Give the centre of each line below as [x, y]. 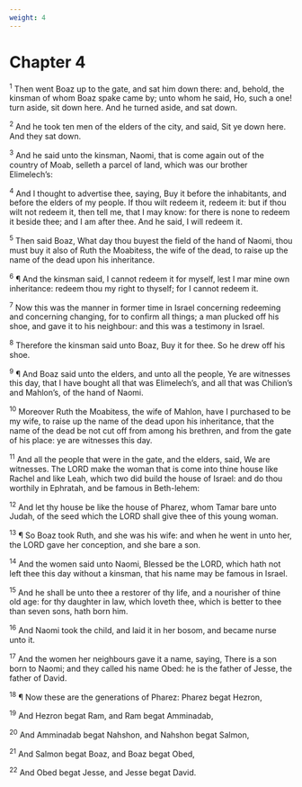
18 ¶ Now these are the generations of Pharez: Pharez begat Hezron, [136, 696]
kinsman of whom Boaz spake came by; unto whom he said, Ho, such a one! [151, 98]
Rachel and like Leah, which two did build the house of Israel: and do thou [146, 478]
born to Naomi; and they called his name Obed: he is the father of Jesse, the [151, 668]
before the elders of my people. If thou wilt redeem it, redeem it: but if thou [148, 202]
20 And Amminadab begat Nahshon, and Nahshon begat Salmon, [129, 734]
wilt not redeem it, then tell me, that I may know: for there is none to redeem [150, 212]
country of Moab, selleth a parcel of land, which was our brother [129, 165]
